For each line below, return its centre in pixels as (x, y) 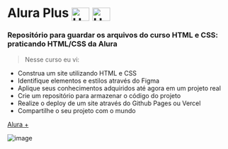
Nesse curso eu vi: (52, 59)
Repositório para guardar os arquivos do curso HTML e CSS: (113, 35)
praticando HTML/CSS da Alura (63, 44)
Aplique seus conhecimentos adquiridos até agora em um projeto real (119, 88)
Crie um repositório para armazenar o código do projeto (99, 95)
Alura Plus (38, 13)
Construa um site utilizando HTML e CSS (77, 73)
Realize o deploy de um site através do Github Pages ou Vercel (109, 103)
